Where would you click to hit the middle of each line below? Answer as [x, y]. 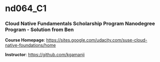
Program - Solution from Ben [39, 30]
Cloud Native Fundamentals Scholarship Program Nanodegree [80, 24]
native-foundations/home [30, 45]
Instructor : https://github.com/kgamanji [45, 55]
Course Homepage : [25, 40]
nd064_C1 [26, 8]
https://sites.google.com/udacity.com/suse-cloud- [97, 40]
